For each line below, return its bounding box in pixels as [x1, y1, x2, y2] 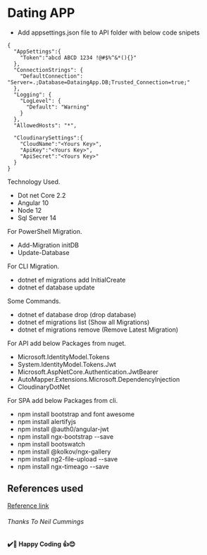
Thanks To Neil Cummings [7, 518, 84, 526]
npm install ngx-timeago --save [17, 462, 109, 470]
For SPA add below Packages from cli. [7, 396, 118, 404]
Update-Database [17, 248, 70, 256]
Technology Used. [7, 177, 61, 186]
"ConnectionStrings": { [13, 66, 83, 73]
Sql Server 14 [17, 213, 57, 222]
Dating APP [7, 5, 75, 21]
